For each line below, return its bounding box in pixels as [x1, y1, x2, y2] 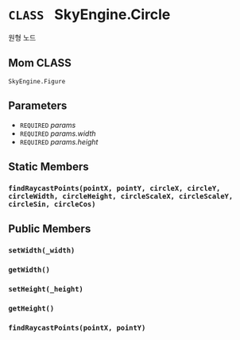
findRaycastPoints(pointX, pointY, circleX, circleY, [8, 184, 221, 192]
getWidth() [8, 265, 50, 275]
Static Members [8, 160, 89, 173]
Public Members [8, 222, 91, 236]
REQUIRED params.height [19, 137, 99, 146]
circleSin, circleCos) [8, 199, 96, 208]
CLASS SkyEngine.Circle [8, 6, 171, 24]
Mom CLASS [8, 56, 72, 70]
